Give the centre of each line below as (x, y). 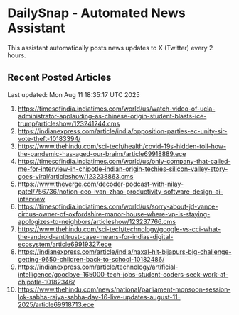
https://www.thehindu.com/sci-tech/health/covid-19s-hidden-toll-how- (122, 146)
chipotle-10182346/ (46, 282)
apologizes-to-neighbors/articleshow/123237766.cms (97, 221)
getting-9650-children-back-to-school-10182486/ (91, 259)
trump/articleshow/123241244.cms (69, 123)
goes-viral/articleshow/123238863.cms (75, 176)
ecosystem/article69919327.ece (64, 244)
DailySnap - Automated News (97, 13)
